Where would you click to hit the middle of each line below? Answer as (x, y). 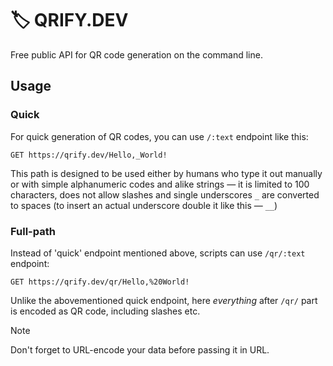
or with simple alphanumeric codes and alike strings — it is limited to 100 (160, 184)
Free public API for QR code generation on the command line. (136, 54)
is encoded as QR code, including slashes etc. (105, 311)
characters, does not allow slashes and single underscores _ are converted (165, 194)
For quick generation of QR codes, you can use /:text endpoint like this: (159, 136)
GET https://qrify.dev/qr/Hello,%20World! (100, 282)
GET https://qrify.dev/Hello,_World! (89, 155)
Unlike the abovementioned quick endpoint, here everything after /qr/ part (164, 300)
